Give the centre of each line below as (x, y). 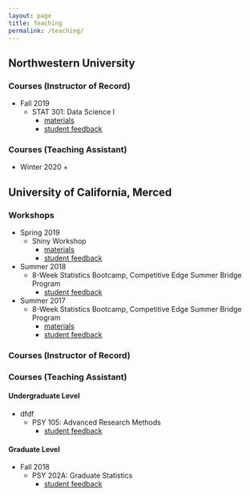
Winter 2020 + (44, 167)
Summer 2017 (42, 300)
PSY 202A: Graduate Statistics (82, 476)
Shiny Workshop (59, 241)
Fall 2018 (35, 467)
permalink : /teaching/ (46, 30)
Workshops (31, 215)
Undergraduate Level (44, 396)
